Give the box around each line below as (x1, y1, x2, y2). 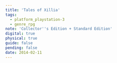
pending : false (5, 45, 38, 50)
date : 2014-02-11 (5, 50, 42, 55)
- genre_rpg (10, 21, 36, 27)
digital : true (5, 31, 36, 36)
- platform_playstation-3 (10, 17, 65, 22)
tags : (5, 12, 17, 17)
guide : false (5, 41, 33, 46)
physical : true (5, 36, 38, 41)
